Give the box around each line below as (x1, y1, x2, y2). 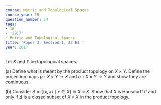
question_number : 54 (5, 17, 49, 22)
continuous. (5, 79, 30, 85)
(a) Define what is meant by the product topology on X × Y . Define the (5, 68, 150, 74)
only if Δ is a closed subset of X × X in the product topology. (5, 94, 130, 100)
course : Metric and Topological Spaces (5, 7, 89, 13)
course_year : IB (5, 12, 39, 17)
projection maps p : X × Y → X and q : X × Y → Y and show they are (5, 73, 146, 79)
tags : (5, 21, 17, 27)
